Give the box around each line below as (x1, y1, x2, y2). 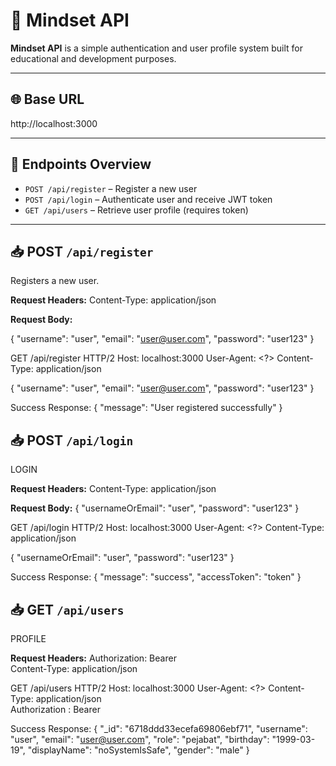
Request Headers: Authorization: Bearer (10, 652, 177, 664)
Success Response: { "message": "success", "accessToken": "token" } (10, 571, 302, 583)
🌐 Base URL (10, 91, 85, 108)
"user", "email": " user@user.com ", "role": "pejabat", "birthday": (10, 734, 270, 745)
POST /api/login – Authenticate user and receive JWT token (24, 193, 273, 205)
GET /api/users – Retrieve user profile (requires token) (24, 204, 249, 216)
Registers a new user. (10, 275, 100, 287)
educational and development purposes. (10, 52, 177, 64)
